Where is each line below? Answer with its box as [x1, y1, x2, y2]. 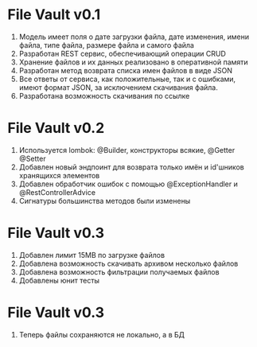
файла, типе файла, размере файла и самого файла [18, 40, 194, 49]
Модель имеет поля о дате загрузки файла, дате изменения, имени [18, 32, 250, 41]
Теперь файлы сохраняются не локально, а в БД [18, 329, 185, 339]
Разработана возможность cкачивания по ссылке [18, 91, 190, 100]
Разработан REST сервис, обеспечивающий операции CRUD [18, 49, 226, 58]
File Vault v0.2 [7, 119, 105, 137]
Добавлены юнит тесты [18, 275, 100, 285]
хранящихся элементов [18, 170, 100, 180]
